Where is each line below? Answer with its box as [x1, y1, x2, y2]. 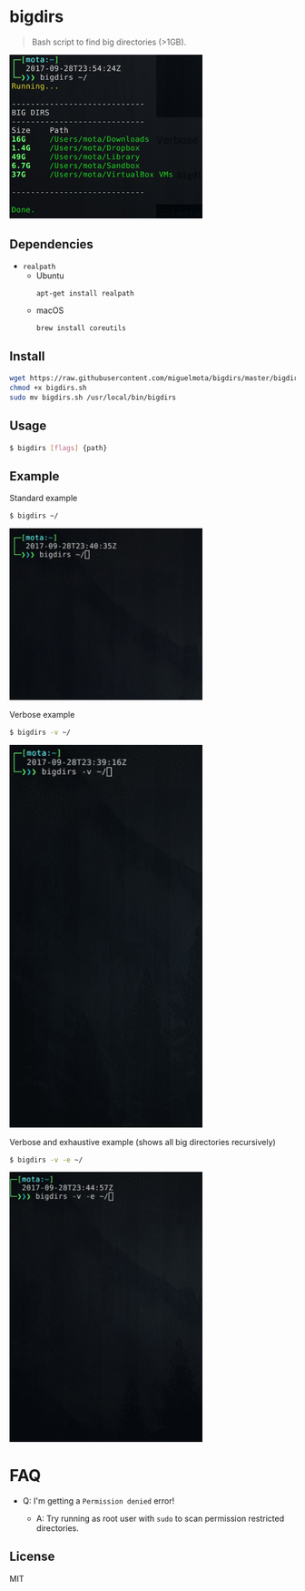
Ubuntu [35, 270, 64, 281]
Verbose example [9, 710, 75, 720]
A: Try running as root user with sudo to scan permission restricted [35, 1513, 285, 1524]
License [9, 1549, 55, 1565]
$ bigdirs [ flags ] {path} [9, 443, 107, 452]
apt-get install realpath [35, 289, 134, 298]
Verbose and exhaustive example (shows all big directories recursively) [9, 1136, 277, 1147]
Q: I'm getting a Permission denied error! [22, 1495, 175, 1506]
